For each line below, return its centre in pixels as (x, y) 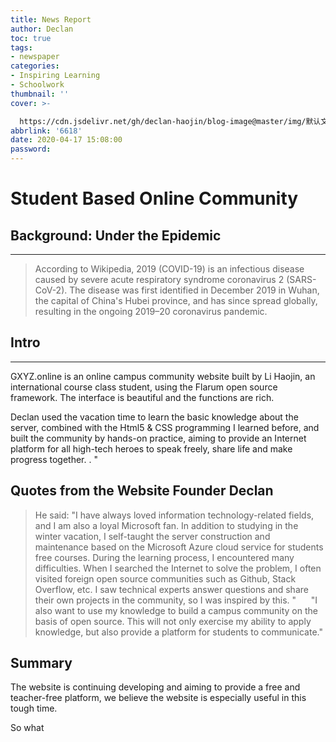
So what (27, 728)
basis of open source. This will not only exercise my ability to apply (173, 621)
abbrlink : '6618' (46, 131)
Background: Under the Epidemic (116, 235)
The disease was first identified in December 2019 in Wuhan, (194, 290)
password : (31, 149)
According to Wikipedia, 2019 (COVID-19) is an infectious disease (169, 269)
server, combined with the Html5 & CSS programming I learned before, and (165, 427)
